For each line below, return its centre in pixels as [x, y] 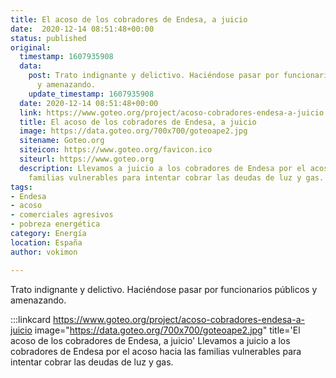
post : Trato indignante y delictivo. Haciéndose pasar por [154, 76]
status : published [48, 38]
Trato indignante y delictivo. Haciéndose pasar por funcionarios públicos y [164, 289]
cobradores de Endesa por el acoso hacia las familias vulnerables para [156, 351]
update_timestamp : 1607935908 [91, 94]
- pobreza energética [55, 224]
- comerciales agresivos [62, 215]
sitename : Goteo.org [62, 141]
